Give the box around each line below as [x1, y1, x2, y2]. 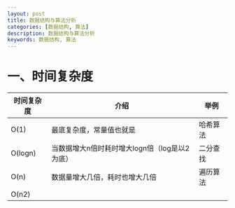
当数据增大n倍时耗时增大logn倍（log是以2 [51, 144, 190, 153]
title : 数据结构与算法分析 [7, 17, 77, 24]
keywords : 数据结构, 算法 [7, 36, 77, 43]
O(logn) [10, 148, 36, 158]
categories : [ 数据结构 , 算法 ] [7, 23, 89, 30]
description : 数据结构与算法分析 [7, 29, 96, 37]
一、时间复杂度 [7, 69, 94, 85]
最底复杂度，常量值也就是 [51, 125, 136, 135]
